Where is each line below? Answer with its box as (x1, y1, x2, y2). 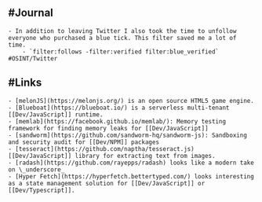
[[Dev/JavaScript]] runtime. (8, 110, 104, 119)
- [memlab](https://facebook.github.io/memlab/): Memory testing (8, 117, 226, 125)
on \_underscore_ (8, 165, 65, 174)
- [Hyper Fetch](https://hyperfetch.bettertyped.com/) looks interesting (8, 172, 255, 180)
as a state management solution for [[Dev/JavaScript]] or (8, 179, 206, 187)
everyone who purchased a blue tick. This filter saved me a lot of (8, 34, 237, 42)
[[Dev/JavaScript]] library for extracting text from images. (8, 152, 216, 160)
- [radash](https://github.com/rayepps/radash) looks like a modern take (8, 159, 255, 167)
